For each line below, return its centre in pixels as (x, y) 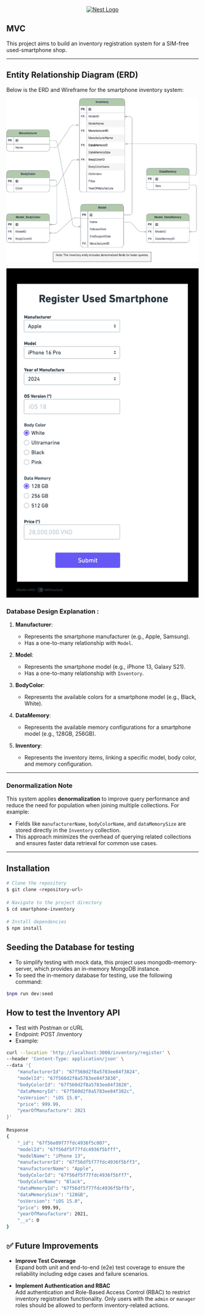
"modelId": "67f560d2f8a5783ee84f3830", (69, 1079)
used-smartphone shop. (37, 50)
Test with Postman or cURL (49, 1027)
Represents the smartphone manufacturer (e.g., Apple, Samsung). (107, 636)
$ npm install (24, 929)
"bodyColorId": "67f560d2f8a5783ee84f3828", (75, 1085)
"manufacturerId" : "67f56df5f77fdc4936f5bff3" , (79, 1162)
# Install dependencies (37, 922)
